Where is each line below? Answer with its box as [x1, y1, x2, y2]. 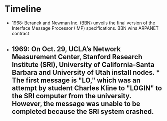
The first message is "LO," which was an [11, 76, 141, 85]
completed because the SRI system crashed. [11, 107, 154, 116]
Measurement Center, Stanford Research [11, 53, 143, 61]
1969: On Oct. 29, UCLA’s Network [11, 45, 121, 53]
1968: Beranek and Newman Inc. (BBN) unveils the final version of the [11, 20, 156, 26]
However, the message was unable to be [11, 100, 141, 108]
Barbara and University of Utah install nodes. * [11, 68, 160, 77]
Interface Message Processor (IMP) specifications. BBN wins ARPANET [11, 25, 159, 31]
